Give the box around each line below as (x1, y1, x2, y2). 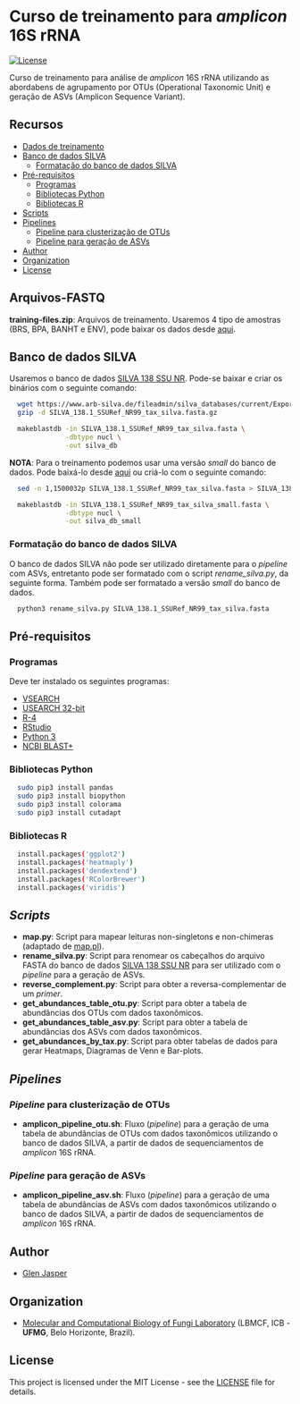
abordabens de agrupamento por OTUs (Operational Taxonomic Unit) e (9, 81, 271, 92)
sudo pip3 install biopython (17, 791, 126, 801)
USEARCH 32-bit (21, 703, 86, 714)
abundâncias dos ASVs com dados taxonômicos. (21, 1027, 203, 1037)
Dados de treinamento (21, 140, 104, 151)
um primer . (21, 988, 63, 999)
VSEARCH (21, 693, 61, 704)
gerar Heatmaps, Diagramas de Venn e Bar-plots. (21, 1045, 204, 1056)
